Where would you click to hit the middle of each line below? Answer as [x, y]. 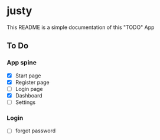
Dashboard [29, 95]
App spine [22, 63]
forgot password [35, 131]
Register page [32, 82]
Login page [29, 89]
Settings [25, 102]
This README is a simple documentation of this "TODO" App [81, 27]
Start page [28, 76]
